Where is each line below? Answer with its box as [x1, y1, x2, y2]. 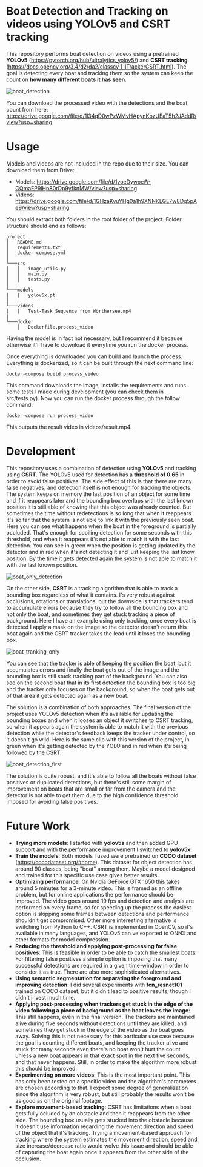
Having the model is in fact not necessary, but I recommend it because [6, 335, 183, 342]
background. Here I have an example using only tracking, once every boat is [6, 617, 197, 624]
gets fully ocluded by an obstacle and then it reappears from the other [15, 1109, 191, 1117]
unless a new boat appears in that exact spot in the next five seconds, [15, 1052, 190, 1059]
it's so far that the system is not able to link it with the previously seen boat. [6, 516, 195, 523]
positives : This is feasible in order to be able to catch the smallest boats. [15, 949, 197, 956]
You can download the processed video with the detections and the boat [6, 99, 188, 107]
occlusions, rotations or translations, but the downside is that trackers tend [6, 597, 193, 604]
